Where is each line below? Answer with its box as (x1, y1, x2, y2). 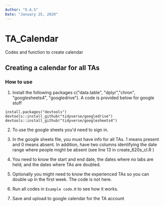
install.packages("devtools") (5, 109, 67, 115)
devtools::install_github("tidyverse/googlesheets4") (5, 118, 118, 123)
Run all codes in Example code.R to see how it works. (12, 186, 119, 192)
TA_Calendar (5, 33, 59, 44)
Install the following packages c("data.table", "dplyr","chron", (12, 90, 136, 96)
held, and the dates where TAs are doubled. (12, 162, 101, 168)
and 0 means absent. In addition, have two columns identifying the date (12, 141, 157, 148)
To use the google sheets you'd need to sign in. (12, 127, 109, 133)
